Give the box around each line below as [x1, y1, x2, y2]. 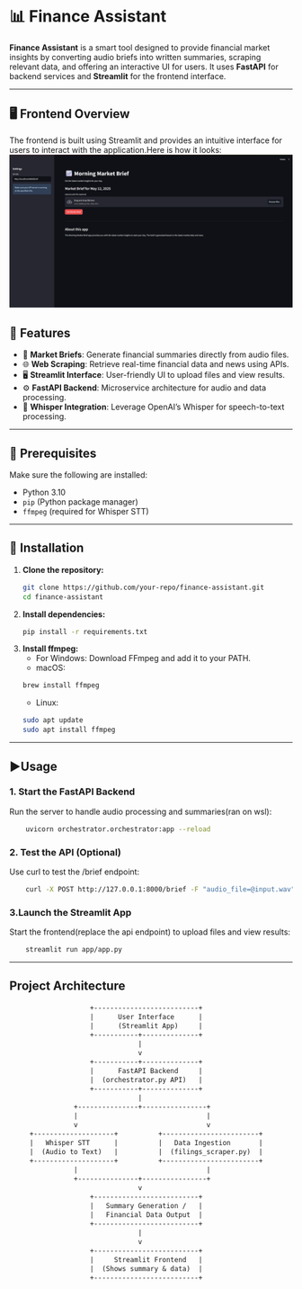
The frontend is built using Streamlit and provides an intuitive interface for [9, 135, 283, 146]
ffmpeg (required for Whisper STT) [22, 506, 150, 517]
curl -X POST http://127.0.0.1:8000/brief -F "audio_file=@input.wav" [25, 884, 296, 894]
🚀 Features [9, 325, 71, 341]
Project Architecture [9, 979, 126, 994]
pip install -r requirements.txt [22, 627, 148, 636]
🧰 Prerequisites [9, 445, 97, 461]
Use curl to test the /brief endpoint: [9, 866, 140, 877]
